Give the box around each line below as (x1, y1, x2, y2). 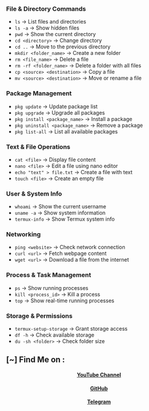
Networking (6, 230, 41, 239)
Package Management (6, 89, 72, 97)
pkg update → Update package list (14, 103, 98, 110)
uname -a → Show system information (14, 209, 106, 217)
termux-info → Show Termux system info (14, 216, 115, 223)
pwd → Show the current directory (14, 31, 96, 38)
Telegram (87, 398, 111, 406)
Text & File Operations (6, 142, 71, 151)
